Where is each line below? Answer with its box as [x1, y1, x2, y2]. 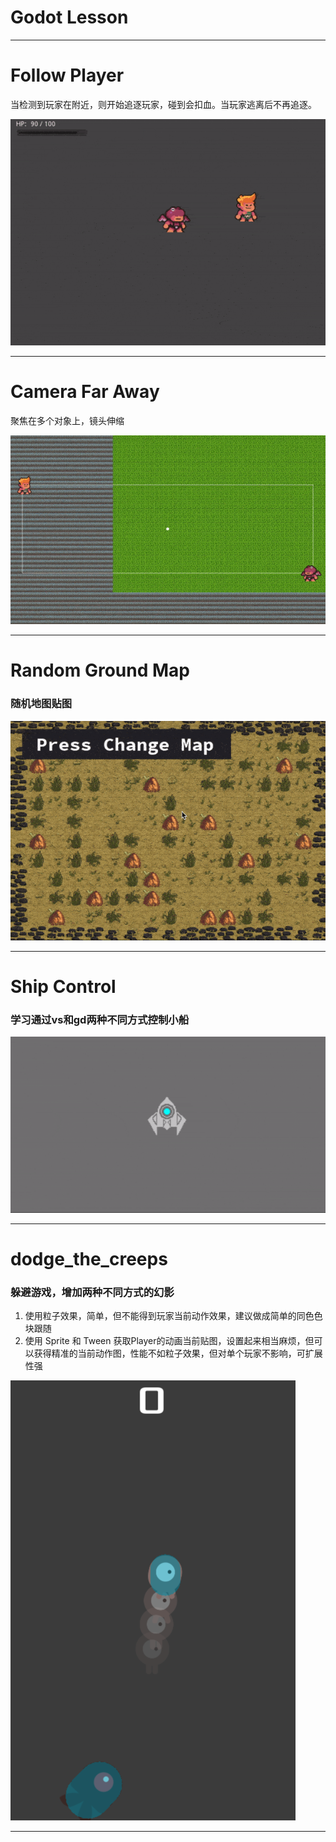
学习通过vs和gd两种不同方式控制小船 [10, 1012, 190, 1026]
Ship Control [10, 976, 117, 998]
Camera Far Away [10, 381, 160, 403]
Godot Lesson [10, 6, 129, 29]
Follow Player [10, 64, 125, 87]
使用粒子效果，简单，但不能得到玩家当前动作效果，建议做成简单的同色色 [24, 1310, 323, 1322]
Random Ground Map [10, 659, 190, 682]
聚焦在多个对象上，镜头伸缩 [10, 414, 125, 426]
